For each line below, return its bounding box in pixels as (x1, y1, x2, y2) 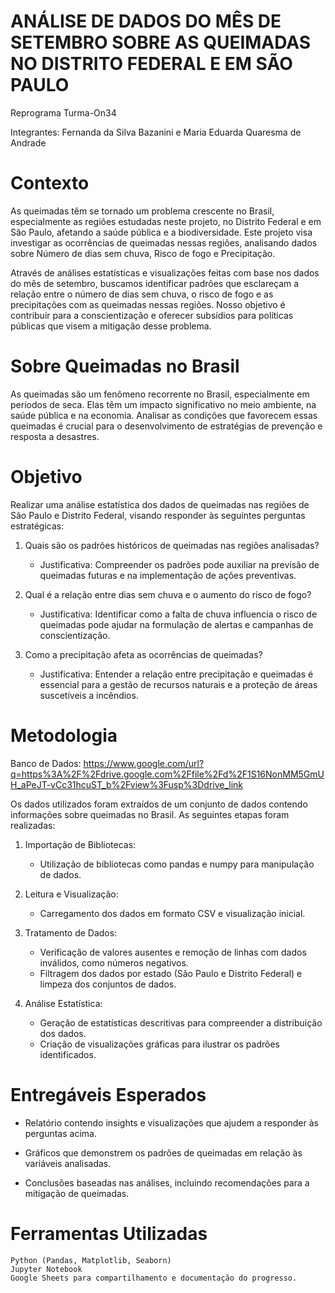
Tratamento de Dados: (24, 926, 118, 939)
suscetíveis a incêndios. (39, 689, 139, 701)
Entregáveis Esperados (10, 1083, 207, 1106)
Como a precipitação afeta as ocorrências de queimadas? (24, 648, 263, 660)
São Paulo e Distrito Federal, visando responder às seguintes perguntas (10, 509, 306, 521)
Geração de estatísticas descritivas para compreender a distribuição (39, 1016, 323, 1029)
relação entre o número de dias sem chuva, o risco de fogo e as (10, 288, 274, 300)
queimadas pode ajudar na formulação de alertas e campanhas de (39, 618, 314, 630)
